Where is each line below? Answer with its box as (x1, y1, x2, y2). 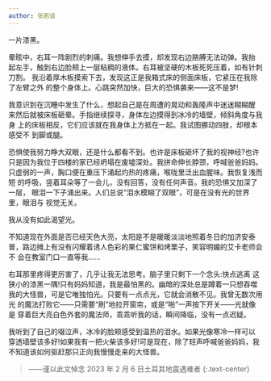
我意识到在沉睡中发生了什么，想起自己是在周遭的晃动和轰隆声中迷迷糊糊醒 (8, 99, 256, 109)
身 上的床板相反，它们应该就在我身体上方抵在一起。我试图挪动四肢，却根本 (8, 119, 258, 129)
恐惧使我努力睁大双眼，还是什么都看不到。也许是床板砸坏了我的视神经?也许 (8, 147, 260, 157)
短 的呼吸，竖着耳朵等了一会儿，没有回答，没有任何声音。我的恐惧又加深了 (8, 177, 258, 186)
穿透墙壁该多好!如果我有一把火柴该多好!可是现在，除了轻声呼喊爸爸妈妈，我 (8, 337, 261, 346)
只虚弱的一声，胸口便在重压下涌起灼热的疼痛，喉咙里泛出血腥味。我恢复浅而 (8, 167, 263, 177)
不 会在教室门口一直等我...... (8, 252, 101, 262)
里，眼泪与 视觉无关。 (8, 197, 81, 207)
